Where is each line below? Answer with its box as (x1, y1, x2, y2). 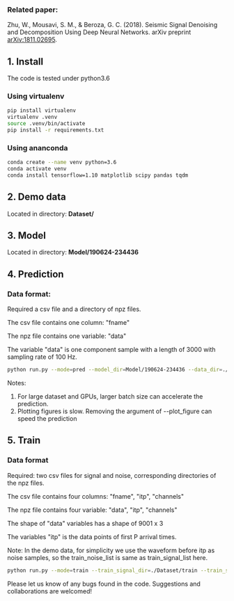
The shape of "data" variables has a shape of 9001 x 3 (7, 519, 164, 527)
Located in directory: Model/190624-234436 (7, 248, 139, 257)
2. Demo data (7, 191, 66, 203)
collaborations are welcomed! (7, 586, 93, 595)
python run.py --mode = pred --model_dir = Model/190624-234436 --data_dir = (7, 367, 223, 374)
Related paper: (7, 5, 58, 15)
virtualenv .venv (7, 113, 58, 121)
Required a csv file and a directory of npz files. (7, 305, 141, 314)
